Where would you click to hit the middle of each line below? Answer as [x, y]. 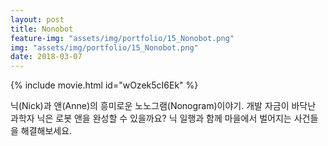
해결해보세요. [46, 131]
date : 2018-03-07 [46, 57]
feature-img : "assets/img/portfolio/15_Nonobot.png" [122, 38]
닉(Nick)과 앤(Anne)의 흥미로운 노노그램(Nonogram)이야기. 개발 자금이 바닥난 [163, 106]
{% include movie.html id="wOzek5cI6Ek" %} [104, 85]
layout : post [37, 19]
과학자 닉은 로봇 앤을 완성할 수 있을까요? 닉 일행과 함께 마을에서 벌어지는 [151, 118]
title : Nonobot [42, 29]
